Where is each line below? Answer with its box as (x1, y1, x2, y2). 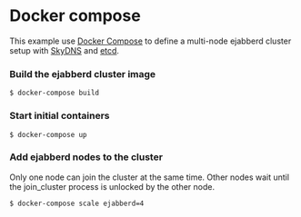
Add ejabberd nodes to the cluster (9, 151, 164, 163)
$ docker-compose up (9, 130, 88, 139)
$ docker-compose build (9, 88, 100, 98)
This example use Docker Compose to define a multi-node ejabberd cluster (9, 35, 292, 46)
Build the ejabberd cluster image (9, 67, 156, 80)
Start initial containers (9, 110, 111, 123)
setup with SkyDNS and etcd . (9, 44, 120, 55)
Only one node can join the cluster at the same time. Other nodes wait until (9, 172, 289, 182)
